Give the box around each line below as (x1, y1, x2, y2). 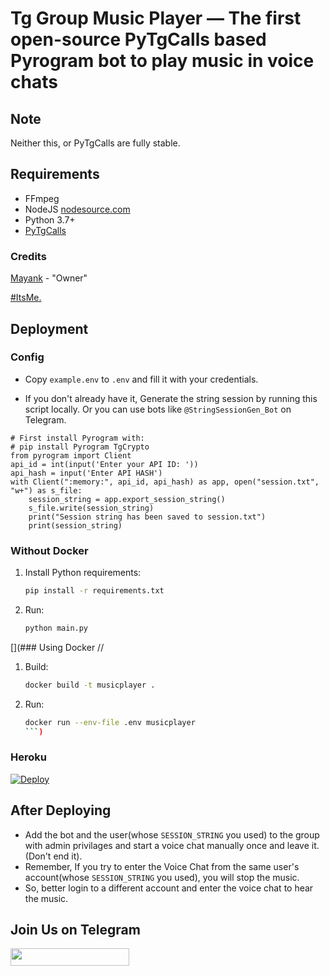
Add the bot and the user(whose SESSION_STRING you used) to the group (24, 828, 320, 841)
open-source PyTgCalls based (10, 28, 267, 51)
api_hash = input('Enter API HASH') (10, 468, 163, 478)
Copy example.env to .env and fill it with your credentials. (24, 373, 259, 385)
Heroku (10, 750, 47, 764)
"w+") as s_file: (10, 485, 83, 496)
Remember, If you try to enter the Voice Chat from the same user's (24, 860, 300, 872)
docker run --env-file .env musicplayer (24, 717, 196, 727)
